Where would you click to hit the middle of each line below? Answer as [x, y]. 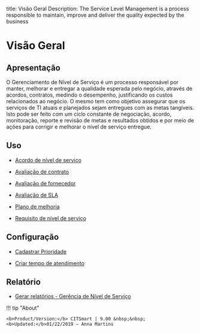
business [17, 21]
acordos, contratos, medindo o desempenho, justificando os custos [90, 95]
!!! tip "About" [23, 308]
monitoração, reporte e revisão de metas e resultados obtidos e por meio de [100, 120]
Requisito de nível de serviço [51, 218]
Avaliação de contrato [42, 172]
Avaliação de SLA [37, 195]
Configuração [33, 237]
